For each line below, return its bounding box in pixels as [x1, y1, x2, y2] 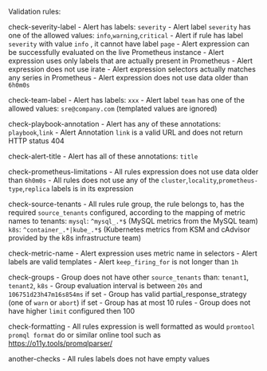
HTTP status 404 [8, 136, 65, 146]
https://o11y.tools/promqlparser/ [8, 338, 113, 348]
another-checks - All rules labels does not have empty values [8, 354, 210, 363]
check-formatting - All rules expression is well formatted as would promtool [8, 322, 255, 331]
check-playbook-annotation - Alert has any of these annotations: [8, 119, 222, 128]
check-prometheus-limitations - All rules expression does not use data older [8, 167, 259, 176]
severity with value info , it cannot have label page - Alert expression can [8, 39, 249, 49]
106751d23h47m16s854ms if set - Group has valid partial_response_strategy [8, 290, 247, 299]
